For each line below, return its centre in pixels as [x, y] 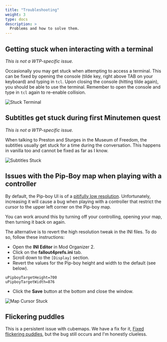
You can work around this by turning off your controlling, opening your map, [83, 217]
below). [20, 268]
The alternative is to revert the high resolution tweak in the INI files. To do [81, 232]
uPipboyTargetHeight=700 [31, 278]
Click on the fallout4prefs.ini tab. [47, 252]
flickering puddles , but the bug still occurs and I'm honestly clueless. [76, 334]
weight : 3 [16, 15]
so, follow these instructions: [35, 237]
